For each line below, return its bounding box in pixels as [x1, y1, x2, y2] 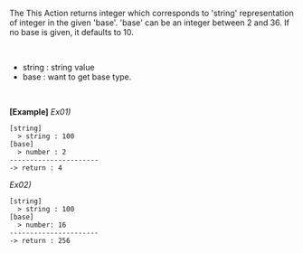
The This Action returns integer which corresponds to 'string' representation [9, 8, 294, 18]
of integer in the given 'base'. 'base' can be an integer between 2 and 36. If [9, 17, 289, 28]
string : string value [22, 62, 95, 72]
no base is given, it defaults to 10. [9, 27, 134, 37]
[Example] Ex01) [9, 107, 71, 117]
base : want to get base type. [22, 71, 132, 82]
